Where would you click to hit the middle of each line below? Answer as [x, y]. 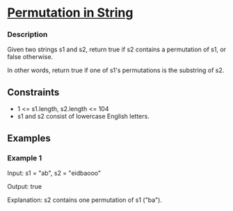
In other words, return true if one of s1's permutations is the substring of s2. [116, 70]
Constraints [33, 92]
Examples [29, 138]
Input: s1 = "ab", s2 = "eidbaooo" [54, 173]
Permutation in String [70, 13]
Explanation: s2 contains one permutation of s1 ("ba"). [85, 200]
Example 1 [25, 158]
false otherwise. [30, 57]
